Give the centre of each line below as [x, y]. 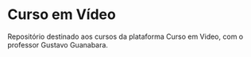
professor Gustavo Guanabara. [58, 44]
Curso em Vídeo [62, 15]
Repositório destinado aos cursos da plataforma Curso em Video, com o [125, 36]
